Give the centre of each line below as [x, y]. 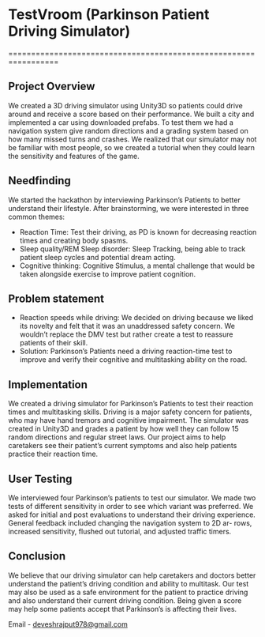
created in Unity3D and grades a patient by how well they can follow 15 [123, 429]
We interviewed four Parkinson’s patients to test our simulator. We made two [132, 498]
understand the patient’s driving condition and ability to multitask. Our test [129, 583]
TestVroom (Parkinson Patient [109, 15]
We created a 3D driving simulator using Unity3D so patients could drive [125, 105]
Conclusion [37, 556]
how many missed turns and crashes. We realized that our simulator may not [132, 139]
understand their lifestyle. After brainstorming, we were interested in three [129, 208]
